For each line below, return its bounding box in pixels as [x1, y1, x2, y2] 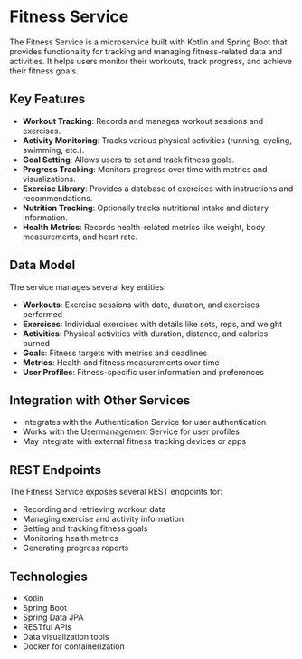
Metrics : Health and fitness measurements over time [22, 356, 220, 368]
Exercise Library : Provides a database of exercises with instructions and [22, 183, 294, 194]
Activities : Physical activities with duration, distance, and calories [22, 328, 269, 339]
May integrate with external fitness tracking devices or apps [22, 436, 247, 447]
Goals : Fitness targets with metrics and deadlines [22, 347, 208, 358]
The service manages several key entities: [9, 281, 166, 292]
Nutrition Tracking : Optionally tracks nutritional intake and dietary [22, 202, 269, 213]
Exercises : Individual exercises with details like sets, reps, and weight [22, 318, 283, 329]
